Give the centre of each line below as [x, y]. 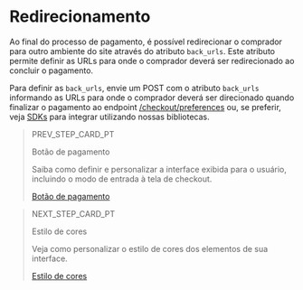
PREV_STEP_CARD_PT [73, 134]
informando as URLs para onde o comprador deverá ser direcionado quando [152, 98]
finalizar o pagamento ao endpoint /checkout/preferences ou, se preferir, [146, 107]
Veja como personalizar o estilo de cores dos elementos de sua [150, 248]
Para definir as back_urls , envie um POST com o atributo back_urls [134, 88]
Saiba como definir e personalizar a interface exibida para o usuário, [159, 169]
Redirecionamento [80, 17]
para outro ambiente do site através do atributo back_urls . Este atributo [142, 51]
